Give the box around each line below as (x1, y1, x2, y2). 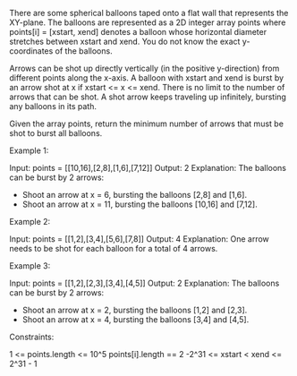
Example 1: (9, 145, 49, 156)
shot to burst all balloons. (9, 128, 103, 138)
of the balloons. (55, 46, 114, 56)
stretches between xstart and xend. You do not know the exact (9, 36, 241, 47)
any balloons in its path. (9, 101, 97, 111)
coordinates (9, 46, 54, 56)
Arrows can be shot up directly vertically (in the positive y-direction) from (9, 63, 280, 73)
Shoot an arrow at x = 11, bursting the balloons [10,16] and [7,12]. (21, 199, 258, 209)
